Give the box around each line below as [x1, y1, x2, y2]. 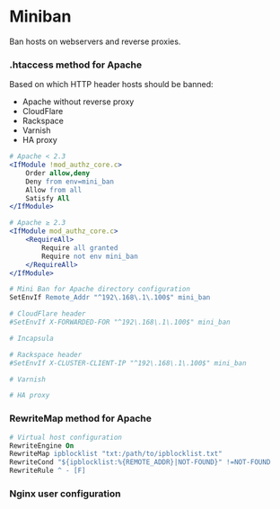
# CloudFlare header [9, 309, 87, 318]
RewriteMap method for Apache [9, 412, 153, 424]
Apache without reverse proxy [22, 96, 135, 107]
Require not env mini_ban [41, 252, 139, 261]
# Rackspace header [9, 350, 83, 359]
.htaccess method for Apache [9, 58, 142, 71]
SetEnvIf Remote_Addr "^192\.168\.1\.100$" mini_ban [9, 293, 211, 302]
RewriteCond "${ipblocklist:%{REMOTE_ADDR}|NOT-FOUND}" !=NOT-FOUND [9, 458, 271, 467]
